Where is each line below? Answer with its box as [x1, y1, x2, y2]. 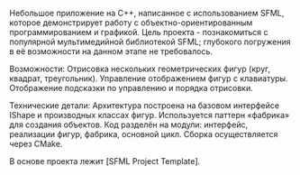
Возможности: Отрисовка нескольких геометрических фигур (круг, [9, 63, 271, 74]
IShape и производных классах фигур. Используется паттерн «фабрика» [9, 110, 290, 120]
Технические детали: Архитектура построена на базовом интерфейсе [9, 100, 280, 111]
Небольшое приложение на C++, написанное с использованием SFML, [9, 8, 285, 18]
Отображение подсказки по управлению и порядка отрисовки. [9, 83, 254, 93]
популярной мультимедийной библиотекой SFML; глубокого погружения [9, 36, 291, 47]
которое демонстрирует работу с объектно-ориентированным [9, 17, 253, 28]
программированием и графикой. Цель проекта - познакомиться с [9, 27, 268, 37]
